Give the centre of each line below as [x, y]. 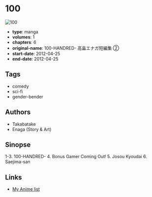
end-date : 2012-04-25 [35, 59]
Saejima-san [18, 162]
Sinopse [18, 145]
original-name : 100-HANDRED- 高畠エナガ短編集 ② [65, 48]
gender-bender [27, 97]
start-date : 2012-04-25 [36, 53]
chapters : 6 [24, 42]
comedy [21, 86]
